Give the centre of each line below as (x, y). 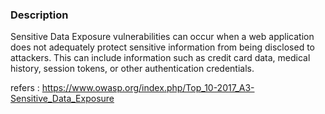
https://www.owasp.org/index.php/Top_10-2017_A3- (148, 88)
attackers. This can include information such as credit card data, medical (160, 58)
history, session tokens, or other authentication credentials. (132, 69)
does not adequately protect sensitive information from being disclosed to (162, 47)
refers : (25, 88)
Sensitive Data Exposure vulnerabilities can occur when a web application (162, 37)
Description (39, 15)
